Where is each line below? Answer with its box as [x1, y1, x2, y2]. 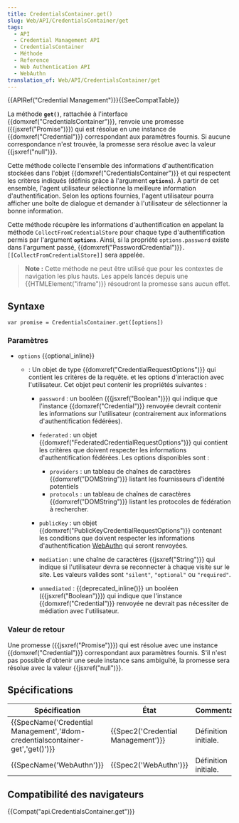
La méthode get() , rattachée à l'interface [7, 110, 128, 118]
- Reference [14, 57, 50, 64]
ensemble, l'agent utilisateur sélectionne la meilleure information [7, 184, 197, 193]
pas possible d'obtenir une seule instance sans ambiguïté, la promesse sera [7, 656, 230, 664]
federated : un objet [38, 431, 97, 440]
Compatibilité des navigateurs [7, 788, 144, 800]
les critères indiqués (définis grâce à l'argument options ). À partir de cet [7, 176, 219, 185]
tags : [7, 23, 23, 31]
